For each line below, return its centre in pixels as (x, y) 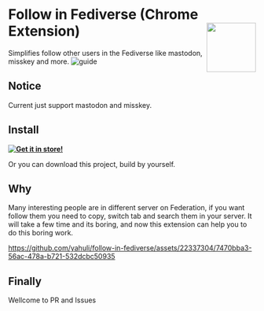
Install (24, 130)
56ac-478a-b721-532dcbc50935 (62, 257)
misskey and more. (39, 61)
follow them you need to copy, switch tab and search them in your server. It (130, 216)
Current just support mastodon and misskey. (80, 105)
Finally (25, 281)
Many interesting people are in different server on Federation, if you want (126, 208)
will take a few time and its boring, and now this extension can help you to (128, 224)
